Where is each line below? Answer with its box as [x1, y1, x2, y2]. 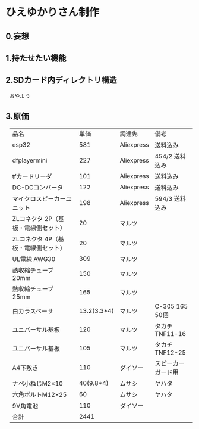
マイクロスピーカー [12, 194, 66, 203]
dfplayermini [12, 156, 48, 164]
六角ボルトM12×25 [12, 390, 67, 399]
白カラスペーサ [12, 307, 54, 315]
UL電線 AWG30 [12, 254, 56, 263]
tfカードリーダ [12, 172, 52, 181]
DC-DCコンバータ [12, 183, 64, 191]
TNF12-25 [154, 348, 187, 356]
